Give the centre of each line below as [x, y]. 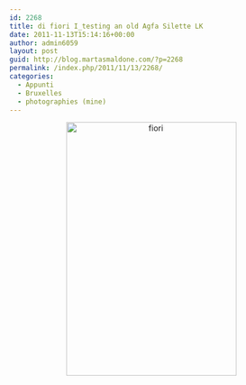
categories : [32, 77]
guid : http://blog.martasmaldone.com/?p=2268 [96, 60]
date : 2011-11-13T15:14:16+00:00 [72, 34]
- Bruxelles [40, 93]
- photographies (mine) [62, 101]
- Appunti [36, 85]
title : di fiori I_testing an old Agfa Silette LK [106, 26]
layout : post [34, 51]
